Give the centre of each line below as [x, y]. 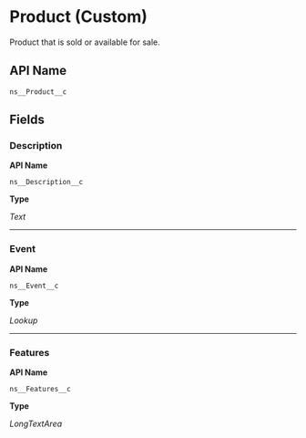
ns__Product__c [38, 92]
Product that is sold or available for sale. [85, 42]
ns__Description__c [46, 182]
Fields [27, 120]
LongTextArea [36, 424]
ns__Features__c [40, 390]
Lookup [24, 320]
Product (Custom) [79, 17]
